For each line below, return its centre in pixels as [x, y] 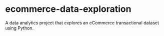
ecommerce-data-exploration [68, 9]
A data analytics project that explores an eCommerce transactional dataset [82, 23]
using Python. [19, 28]
